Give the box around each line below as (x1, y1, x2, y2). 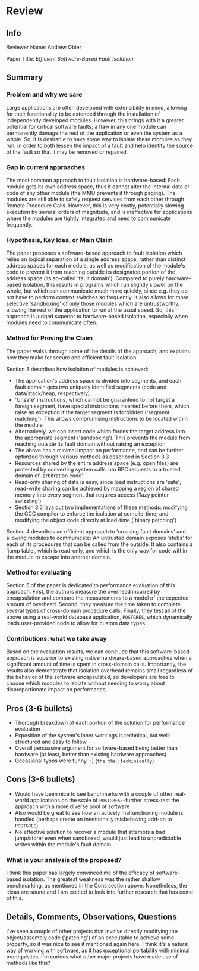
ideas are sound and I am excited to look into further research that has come (6, 888, 194, 895)
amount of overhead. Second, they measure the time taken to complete (6, 600, 181, 607)
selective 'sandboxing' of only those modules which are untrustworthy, (6, 300, 180, 308)
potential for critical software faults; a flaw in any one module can (6, 123, 166, 130)
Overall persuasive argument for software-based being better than (14, 744, 178, 752)
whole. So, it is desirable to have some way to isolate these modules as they (6, 135, 192, 142)
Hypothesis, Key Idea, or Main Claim (6, 235, 113, 244)
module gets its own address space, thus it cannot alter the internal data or (6, 183, 190, 190)
